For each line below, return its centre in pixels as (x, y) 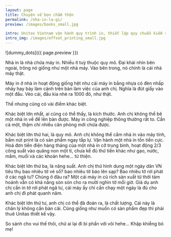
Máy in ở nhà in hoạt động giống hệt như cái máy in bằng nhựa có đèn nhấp (84, 83)
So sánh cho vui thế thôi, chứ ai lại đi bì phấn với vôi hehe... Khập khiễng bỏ (84, 224)
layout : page (19, 10)
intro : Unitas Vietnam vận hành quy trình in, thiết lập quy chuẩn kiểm (84, 34)
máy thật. (15, 73)
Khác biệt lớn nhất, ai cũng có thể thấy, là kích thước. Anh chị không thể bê (84, 114)
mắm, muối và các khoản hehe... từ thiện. (49, 156)
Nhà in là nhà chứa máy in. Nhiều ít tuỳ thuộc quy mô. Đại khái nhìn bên (80, 62)
